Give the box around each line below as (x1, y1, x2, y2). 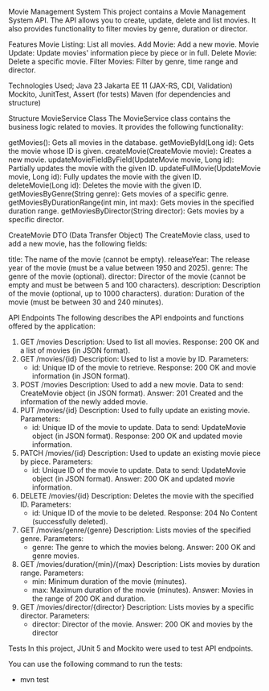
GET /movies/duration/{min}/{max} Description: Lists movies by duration (19, 560, 261, 569)
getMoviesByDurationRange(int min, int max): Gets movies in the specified (8, 197, 255, 207)
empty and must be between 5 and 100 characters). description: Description (8, 280, 261, 289)
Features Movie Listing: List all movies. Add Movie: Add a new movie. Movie (8, 39, 259, 49)
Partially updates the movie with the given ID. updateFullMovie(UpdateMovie (8, 163, 261, 172)
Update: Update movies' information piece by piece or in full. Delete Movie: (8, 48, 257, 57)
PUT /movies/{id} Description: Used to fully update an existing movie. (19, 406, 251, 415)
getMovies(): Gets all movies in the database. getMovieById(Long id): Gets (8, 138, 255, 147)
